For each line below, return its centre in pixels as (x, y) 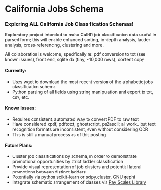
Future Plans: (19, 146)
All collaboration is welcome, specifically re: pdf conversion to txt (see (75, 54)
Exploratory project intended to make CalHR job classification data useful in (81, 35)
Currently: (16, 71)
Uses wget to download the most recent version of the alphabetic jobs (82, 82)
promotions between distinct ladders (49, 172)
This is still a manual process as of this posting (59, 134)
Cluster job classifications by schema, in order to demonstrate (74, 156)
